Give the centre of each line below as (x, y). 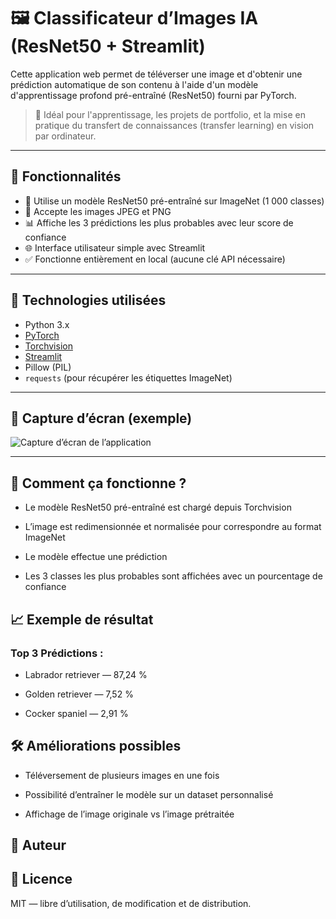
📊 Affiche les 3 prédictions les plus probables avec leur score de (159, 222)
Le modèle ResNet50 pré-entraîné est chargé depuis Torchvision (158, 507)
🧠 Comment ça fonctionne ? (98, 483)
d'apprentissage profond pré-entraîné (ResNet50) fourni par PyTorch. (153, 95)
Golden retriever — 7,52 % (79, 694)
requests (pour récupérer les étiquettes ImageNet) (128, 377)
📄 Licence (41, 879)
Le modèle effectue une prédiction (96, 557)
